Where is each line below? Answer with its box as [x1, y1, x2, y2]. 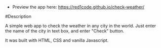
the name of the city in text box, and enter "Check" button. [5, 28, 124, 33]
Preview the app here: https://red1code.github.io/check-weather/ [12, 4, 145, 10]
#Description [5, 14, 32, 19]
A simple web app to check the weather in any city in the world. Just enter [5, 23, 157, 29]
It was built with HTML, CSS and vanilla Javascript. [5, 37, 109, 43]
